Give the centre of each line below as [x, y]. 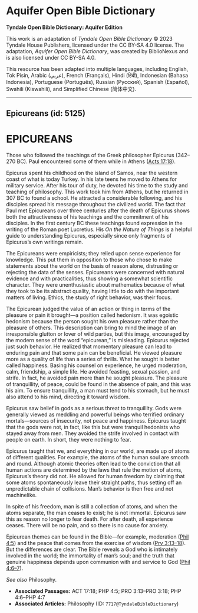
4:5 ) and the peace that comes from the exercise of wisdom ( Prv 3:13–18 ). [96, 543]
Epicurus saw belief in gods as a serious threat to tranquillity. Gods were [94, 408]
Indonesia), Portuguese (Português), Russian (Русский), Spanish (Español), [98, 82]
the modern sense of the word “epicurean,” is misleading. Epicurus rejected [98, 340]
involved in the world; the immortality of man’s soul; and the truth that [90, 556]
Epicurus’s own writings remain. [45, 242]
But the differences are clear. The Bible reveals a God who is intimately [92, 549]
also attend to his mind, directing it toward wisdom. [68, 397]
